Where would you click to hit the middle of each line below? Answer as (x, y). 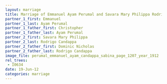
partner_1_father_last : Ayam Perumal (44, 33)
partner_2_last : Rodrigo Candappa (41, 42)
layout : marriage (23, 10)
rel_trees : (16, 60)
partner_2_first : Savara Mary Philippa (46, 38)
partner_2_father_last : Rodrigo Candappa (49, 51)
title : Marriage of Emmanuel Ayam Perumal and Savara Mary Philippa (78, 14)
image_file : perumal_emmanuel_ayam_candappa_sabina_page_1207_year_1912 (82, 56)
